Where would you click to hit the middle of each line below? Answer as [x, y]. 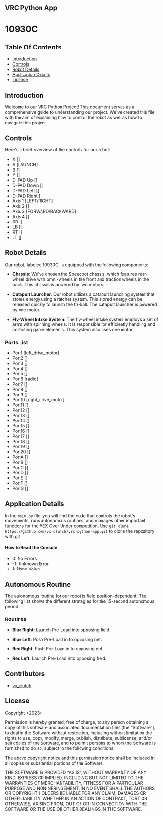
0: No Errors [24, 559]
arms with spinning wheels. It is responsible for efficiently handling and [83, 324]
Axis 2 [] [20, 206]
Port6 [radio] [25, 379]
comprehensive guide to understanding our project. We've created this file [80, 112]
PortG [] [20, 488]
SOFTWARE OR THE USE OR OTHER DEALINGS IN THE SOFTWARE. [73, 809]
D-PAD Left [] [26, 191]
